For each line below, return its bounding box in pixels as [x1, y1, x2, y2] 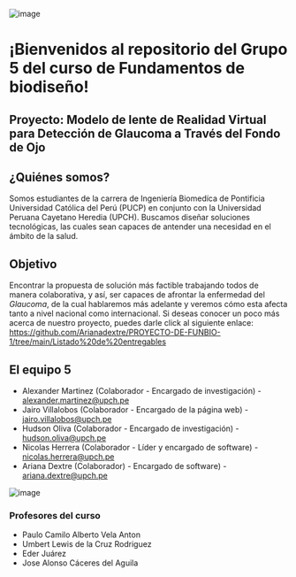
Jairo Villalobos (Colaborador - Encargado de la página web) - [21, 404, 249, 415]
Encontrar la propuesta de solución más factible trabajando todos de [9, 280, 259, 291]
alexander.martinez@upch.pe [21, 395, 130, 406]
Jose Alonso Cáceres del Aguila [21, 558, 139, 568]
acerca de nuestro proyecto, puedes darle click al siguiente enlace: [9, 318, 254, 328]
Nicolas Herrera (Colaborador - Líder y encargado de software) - [21, 442, 259, 453]
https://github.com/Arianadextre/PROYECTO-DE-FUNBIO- [9, 327, 221, 338]
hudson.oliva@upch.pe [21, 433, 107, 443]
